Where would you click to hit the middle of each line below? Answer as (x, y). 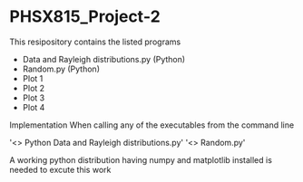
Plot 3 (34, 98)
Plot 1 (33, 78)
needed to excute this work (60, 169)
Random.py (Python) (61, 69)
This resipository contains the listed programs (95, 42)
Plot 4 (34, 107)
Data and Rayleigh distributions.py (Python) (104, 59)
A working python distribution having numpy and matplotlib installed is (141, 159)
